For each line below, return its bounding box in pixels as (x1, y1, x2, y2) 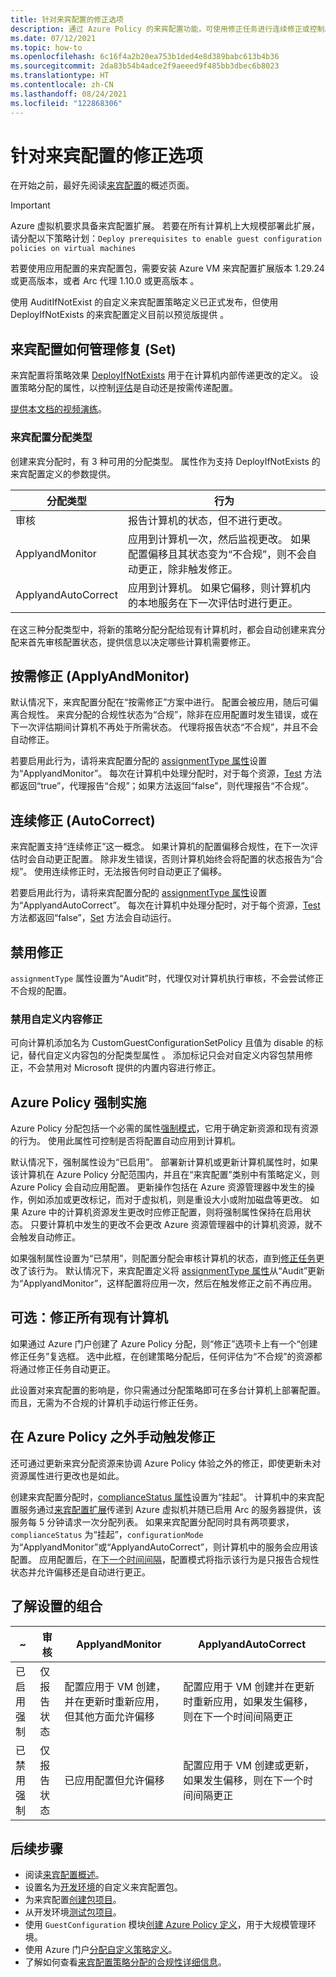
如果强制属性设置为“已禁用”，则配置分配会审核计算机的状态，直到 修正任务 (10, 1252, 317, 1265)
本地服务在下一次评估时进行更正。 (137, 596, 298, 610)
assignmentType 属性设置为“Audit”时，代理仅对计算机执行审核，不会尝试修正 (10, 972, 324, 984)
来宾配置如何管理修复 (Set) (10, 341, 177, 358)
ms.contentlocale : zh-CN (10, 80, 114, 90)
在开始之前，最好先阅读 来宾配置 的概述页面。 (10, 179, 195, 191)
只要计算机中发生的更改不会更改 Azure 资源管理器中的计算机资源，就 (29, 1219, 314, 1231)
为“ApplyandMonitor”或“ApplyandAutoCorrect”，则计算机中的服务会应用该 (10, 1541, 318, 1553)
